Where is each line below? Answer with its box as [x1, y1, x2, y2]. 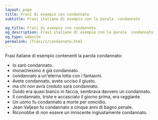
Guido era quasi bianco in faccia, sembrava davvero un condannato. [12, 88, 152, 94]
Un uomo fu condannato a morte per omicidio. [12, 99, 107, 105]
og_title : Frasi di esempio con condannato [5, 25, 96, 30]
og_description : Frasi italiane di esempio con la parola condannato [5, 30, 154, 35]
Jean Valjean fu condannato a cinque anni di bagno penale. [12, 104, 133, 110]
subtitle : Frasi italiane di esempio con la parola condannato [5, 16, 140, 21]
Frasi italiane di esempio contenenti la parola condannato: [5, 52, 122, 58]
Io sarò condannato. [12, 62, 53, 68]
